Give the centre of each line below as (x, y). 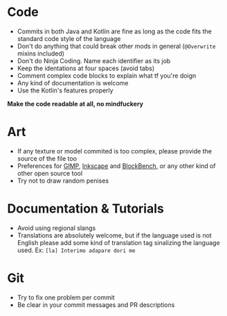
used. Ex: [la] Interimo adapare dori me (76, 250)
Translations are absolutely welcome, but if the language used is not (115, 235)
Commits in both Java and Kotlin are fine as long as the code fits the (115, 31)
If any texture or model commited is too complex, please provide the (115, 151)
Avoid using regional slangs (56, 228)
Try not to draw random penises (63, 181)
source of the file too (47, 158)
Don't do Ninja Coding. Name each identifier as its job (94, 60)
